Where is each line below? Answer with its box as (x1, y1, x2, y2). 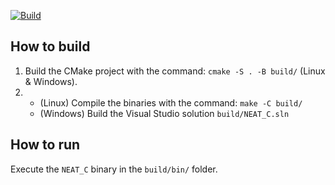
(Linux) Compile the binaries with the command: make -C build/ (39, 96, 303, 109)
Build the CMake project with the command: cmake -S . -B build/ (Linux (24, 65, 326, 77)
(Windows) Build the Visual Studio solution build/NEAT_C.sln (39, 107, 290, 119)
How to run (10, 136, 81, 154)
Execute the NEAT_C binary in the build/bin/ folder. (10, 163, 218, 175)
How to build (10, 38, 91, 55)
